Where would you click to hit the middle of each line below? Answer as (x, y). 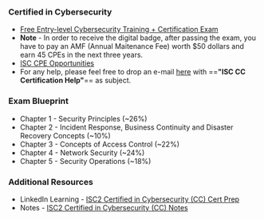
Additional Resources (51, 182)
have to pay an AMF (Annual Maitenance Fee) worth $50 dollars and (132, 46)
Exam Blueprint (39, 101)
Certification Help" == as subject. (75, 80)
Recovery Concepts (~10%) (65, 135)
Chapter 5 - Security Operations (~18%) (85, 161)
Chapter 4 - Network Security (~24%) (82, 152)
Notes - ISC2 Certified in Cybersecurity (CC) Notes (104, 207)
